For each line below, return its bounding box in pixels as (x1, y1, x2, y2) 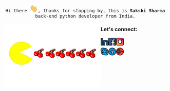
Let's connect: (101, 26, 138, 33)
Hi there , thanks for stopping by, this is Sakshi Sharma (5, 8, 165, 14)
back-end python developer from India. (35, 13, 136, 19)
